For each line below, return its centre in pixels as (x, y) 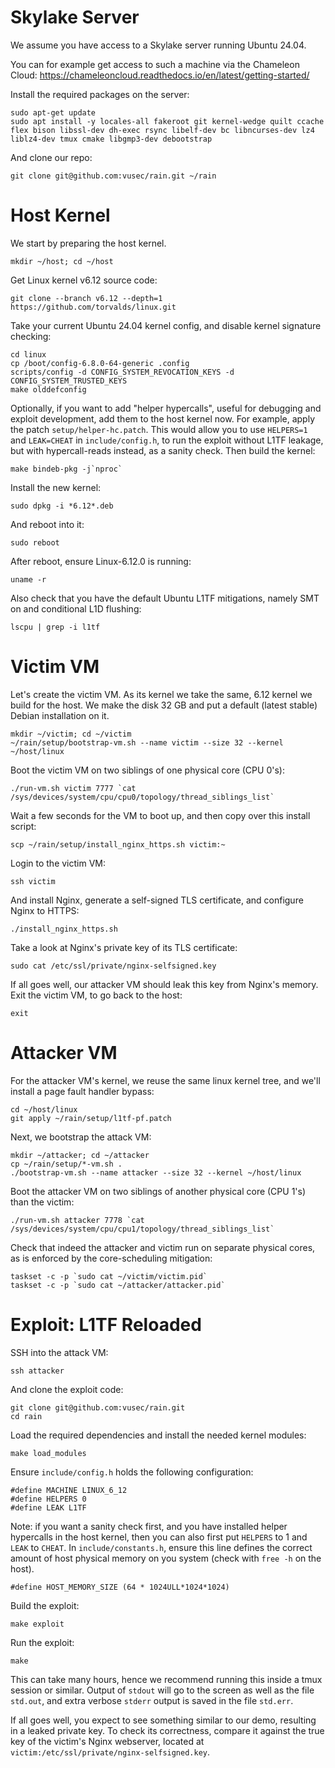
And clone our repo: (51, 157)
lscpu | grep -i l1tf (55, 627)
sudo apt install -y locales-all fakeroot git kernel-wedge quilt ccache (167, 121)
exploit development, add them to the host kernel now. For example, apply (163, 418)
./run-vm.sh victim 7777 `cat (73, 788)
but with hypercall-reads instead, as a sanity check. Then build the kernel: (163, 450)
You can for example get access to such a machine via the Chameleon (155, 64)
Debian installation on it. (60, 715)
